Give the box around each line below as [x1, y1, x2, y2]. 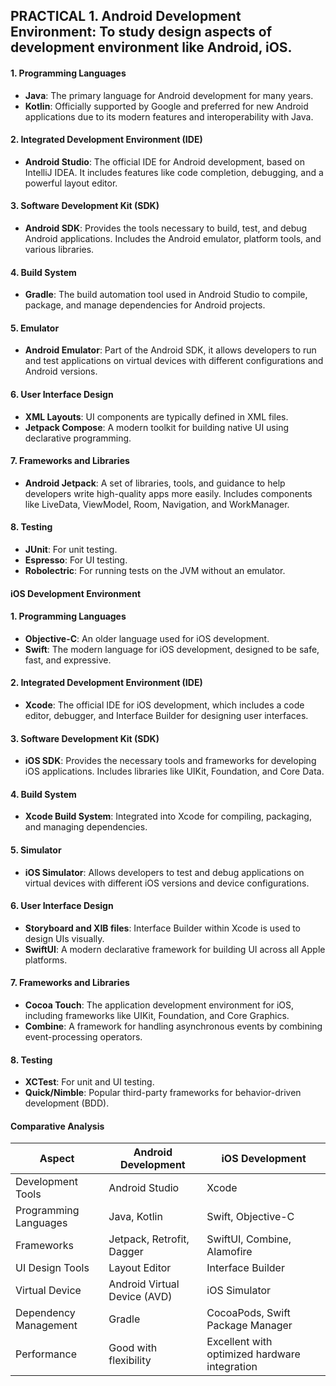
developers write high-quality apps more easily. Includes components [24, 487, 313, 499]
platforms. [24, 954, 68, 966]
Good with [108, 1341, 158, 1355]
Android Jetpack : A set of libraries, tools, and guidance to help [24, 477, 286, 489]
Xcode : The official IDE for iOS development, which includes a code [24, 699, 305, 711]
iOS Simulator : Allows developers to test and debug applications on [24, 866, 305, 878]
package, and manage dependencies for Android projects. [24, 299, 266, 311]
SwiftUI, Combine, [206, 1232, 292, 1246]
